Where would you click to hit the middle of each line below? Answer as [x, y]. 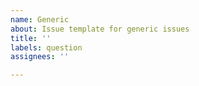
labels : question [46, 47]
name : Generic [40, 19]
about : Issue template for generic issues [100, 29]
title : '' [31, 38]
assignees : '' [40, 57]
